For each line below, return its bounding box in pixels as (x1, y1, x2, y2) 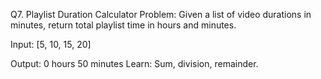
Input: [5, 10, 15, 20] (10, 39, 92, 50)
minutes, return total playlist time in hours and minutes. (10, 19, 237, 31)
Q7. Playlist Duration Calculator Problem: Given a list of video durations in (10, 9, 312, 20)
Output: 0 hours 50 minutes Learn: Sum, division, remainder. (10, 58, 259, 69)
